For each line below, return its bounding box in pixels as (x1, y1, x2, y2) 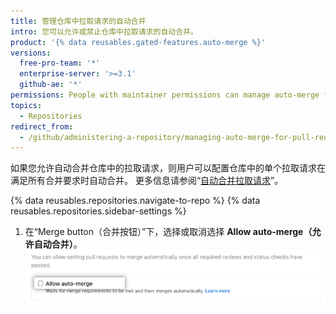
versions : (10, 48, 52, 58)
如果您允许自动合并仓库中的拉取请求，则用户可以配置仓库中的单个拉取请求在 (10, 162, 326, 174)
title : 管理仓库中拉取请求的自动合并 (10, 16, 147, 26)
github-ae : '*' (19, 80, 83, 90)
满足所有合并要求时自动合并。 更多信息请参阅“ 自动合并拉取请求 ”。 (10, 175, 284, 187)
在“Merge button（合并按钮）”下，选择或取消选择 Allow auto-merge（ (24, 226, 313, 238)
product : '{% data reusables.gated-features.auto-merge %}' (10, 37, 267, 47)
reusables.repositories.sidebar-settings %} (10, 205, 187, 217)
